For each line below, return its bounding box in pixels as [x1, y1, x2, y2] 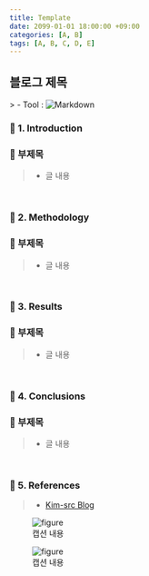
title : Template [9, 13, 71, 23]
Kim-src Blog [45, 500, 95, 511]
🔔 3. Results [9, 301, 64, 313]
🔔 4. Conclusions [9, 390, 86, 402]
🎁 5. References [9, 479, 81, 492]
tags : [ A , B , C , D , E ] [9, 38, 95, 48]
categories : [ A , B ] [9, 30, 84, 39]
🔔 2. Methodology [9, 211, 89, 223]
